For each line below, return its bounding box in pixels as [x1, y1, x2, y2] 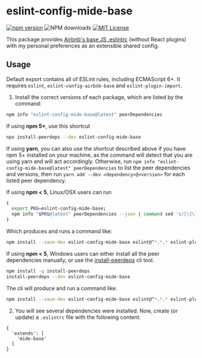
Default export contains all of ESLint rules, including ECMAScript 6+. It [6, 75, 180, 82]
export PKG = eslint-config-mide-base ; [11, 205, 106, 211]
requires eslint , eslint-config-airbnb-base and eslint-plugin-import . [6, 82, 182, 89]
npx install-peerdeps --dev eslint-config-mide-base [6, 134, 141, 140]
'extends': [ [11, 330, 44, 336]
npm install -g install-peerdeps [6, 268, 90, 274]
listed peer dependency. [6, 177, 67, 184]
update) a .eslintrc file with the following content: [14, 314, 141, 321]
